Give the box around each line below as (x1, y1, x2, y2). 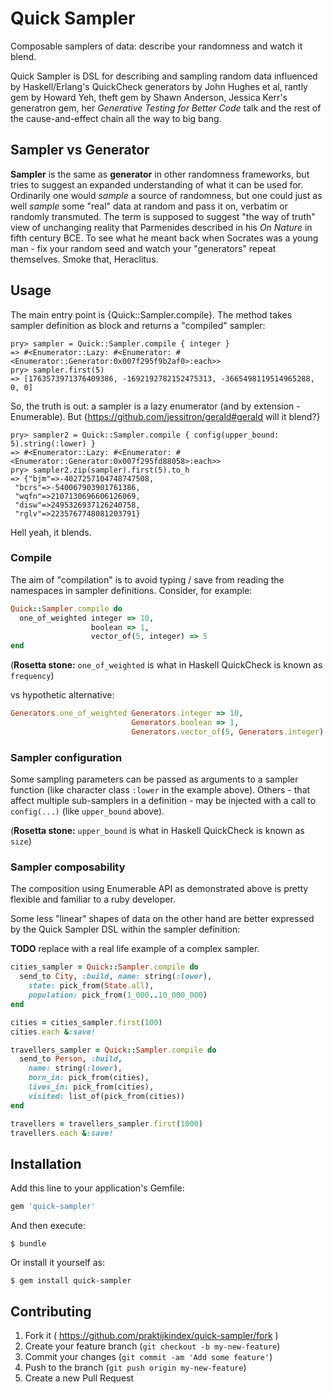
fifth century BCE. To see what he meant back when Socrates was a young (10, 232, 319, 244)
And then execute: (10, 1220, 86, 1232)
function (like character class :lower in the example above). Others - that (10, 784, 311, 796)
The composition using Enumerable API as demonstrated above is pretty (10, 883, 309, 895)
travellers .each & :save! (10, 1128, 114, 1138)
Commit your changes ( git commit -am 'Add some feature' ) (24, 1350, 273, 1362)
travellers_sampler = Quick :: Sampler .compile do (10, 1045, 217, 1055)
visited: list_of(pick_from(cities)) (28, 1091, 186, 1101)
